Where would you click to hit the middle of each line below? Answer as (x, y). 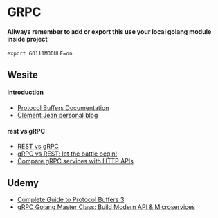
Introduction (25, 92)
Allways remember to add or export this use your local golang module (109, 31)
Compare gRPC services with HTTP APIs (75, 161)
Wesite (22, 74)
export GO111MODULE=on (40, 54)
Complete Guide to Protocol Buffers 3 (71, 199)
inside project (27, 39)
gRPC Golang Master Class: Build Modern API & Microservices (106, 207)
